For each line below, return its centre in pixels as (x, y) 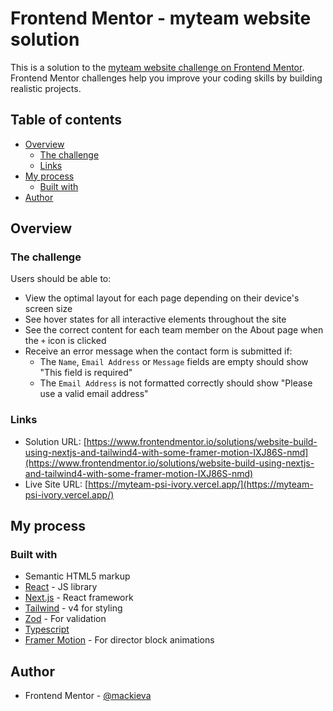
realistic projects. (46, 88)
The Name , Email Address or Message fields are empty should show (174, 362)
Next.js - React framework (79, 598)
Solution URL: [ (55, 441)
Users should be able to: (61, 279)
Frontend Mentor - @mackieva (88, 696)
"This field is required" (86, 373)
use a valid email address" (94, 394)
